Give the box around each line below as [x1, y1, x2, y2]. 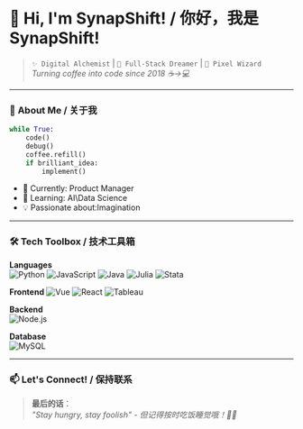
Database [9, 331, 47, 342]
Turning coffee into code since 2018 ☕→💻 [31, 68, 190, 78]
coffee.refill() [25, 150, 87, 159]
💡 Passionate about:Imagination [22, 202, 141, 213]
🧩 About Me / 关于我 [9, 104, 97, 116]
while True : [9, 125, 54, 134]
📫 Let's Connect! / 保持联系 [9, 373, 133, 386]
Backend [9, 304, 43, 315]
